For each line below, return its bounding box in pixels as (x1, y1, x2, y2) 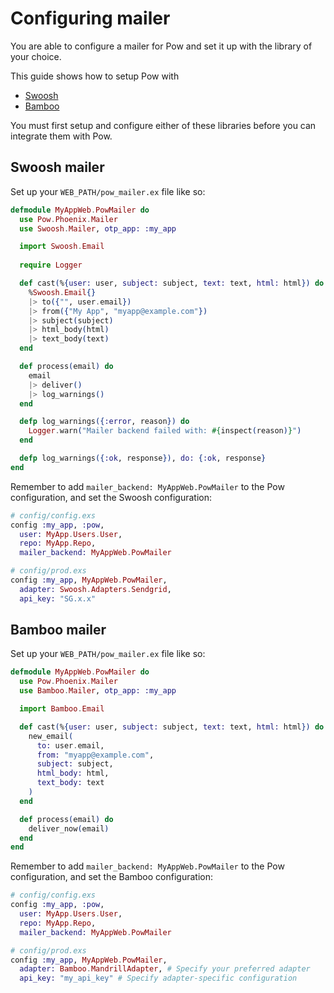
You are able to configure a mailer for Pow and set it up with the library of (10, 40, 313, 52)
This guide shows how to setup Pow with (10, 70, 180, 82)
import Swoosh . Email (19, 242, 105, 252)
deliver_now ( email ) (28, 823, 110, 834)
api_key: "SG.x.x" (19, 593, 97, 604)
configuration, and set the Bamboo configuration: (10, 871, 213, 883)
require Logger (19, 260, 83, 271)
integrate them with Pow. (10, 130, 113, 142)
